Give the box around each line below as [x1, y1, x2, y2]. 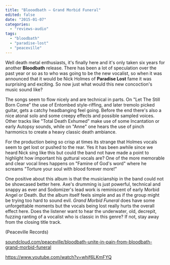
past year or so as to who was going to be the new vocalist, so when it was [5, 70, 162, 76]
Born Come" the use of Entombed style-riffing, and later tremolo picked [5, 101, 155, 108]
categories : [5, 21, 30, 27]
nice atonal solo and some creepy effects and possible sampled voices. [5, 113, 155, 119]
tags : [5, 31, 17, 36]
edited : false [5, 12, 36, 17]
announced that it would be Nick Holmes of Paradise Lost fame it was [5, 75, 152, 82]
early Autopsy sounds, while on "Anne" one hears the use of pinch [5, 123, 145, 129]
